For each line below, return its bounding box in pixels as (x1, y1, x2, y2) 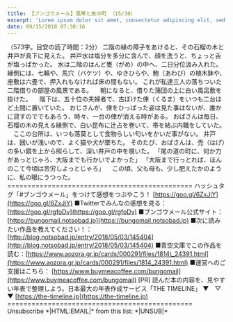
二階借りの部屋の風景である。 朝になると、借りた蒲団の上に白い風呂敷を (7, 86, 223, 94)
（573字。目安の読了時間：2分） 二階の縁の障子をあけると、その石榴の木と (7, 43, 225, 51)
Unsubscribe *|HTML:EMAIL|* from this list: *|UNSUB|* (7, 307, 168, 316)
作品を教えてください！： (19, 225, 93, 233)
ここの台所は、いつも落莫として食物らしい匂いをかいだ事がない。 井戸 (13, 130, 216, 138)
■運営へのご (189, 258, 226, 267)
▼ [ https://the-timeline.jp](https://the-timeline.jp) (7, 292, 148, 300)
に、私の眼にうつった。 (7, 173, 74, 181)
